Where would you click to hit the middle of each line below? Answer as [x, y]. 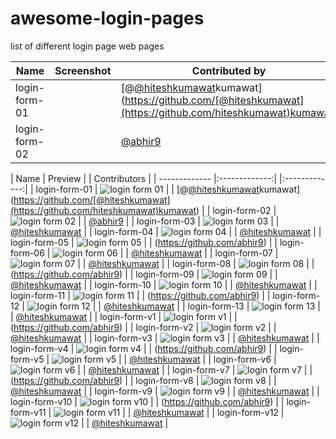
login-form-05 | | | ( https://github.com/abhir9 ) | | [144, 242]
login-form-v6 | [245, 359]
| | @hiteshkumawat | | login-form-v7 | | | [195, 369]
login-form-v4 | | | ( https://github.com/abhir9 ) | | [144, 348]
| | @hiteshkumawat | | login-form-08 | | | [196, 263]
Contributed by [229, 70]
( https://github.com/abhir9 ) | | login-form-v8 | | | [143, 380]
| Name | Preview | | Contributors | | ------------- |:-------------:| [144, 178]
